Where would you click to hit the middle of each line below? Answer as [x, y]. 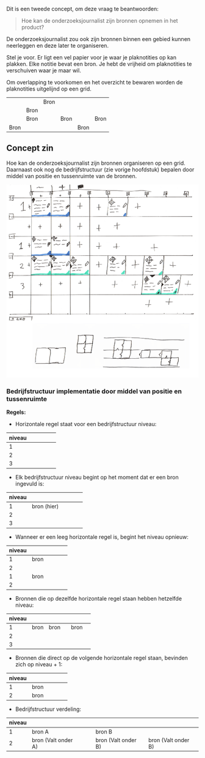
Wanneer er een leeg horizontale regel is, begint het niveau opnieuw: [102, 537]
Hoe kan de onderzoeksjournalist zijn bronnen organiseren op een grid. [96, 163]
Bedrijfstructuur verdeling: [48, 709]
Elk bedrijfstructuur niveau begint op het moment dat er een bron [97, 477]
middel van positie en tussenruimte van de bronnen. [72, 176]
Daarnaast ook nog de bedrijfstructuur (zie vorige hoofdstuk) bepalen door [100, 169]
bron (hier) [45, 506]
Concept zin [30, 148]
